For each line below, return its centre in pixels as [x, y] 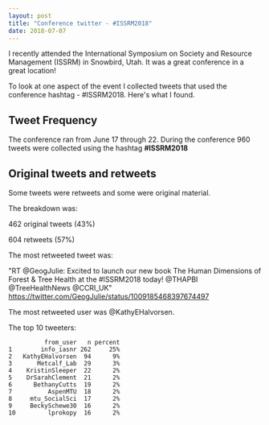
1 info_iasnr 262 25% [64, 349]
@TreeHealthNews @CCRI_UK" [60, 288]
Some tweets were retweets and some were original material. [110, 193]
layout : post [30, 16]
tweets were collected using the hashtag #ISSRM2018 [98, 148]
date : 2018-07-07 [37, 31]
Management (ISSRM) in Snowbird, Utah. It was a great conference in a [126, 62]
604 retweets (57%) [41, 239]
